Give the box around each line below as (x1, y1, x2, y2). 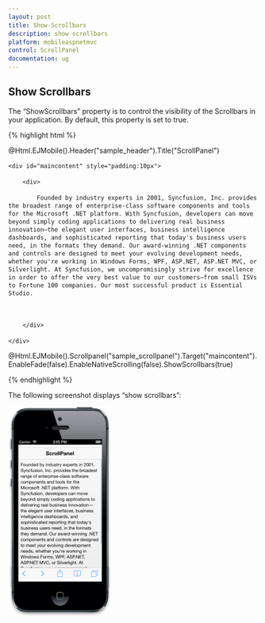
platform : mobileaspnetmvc (8, 38, 98, 46)
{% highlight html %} (8, 130, 77, 139)
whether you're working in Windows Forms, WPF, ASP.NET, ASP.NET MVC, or (8, 257, 258, 266)
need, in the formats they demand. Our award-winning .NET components (8, 241, 247, 250)
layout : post (8, 13, 52, 21)
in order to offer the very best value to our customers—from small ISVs (8, 273, 258, 282)
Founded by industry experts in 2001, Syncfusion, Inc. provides (36, 193, 258, 202)
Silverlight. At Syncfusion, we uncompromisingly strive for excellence (8, 265, 254, 274)
